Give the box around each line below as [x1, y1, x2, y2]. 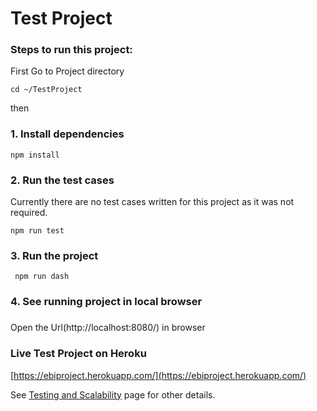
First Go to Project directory [10, 65, 125, 77]
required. [10, 207, 48, 219]
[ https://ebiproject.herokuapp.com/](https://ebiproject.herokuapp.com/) [10, 369, 307, 381]
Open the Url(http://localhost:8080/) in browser [10, 322, 206, 334]
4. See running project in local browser [10, 295, 203, 309]
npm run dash [14, 272, 70, 282]
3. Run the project [10, 249, 99, 262]
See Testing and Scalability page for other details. [10, 388, 216, 401]
